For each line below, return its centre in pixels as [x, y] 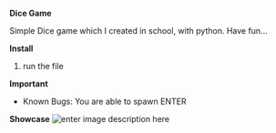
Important [29, 84]
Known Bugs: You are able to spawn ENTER [104, 101]
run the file [43, 66]
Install [21, 48]
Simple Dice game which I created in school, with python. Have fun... [138, 31]
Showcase [30, 119]
